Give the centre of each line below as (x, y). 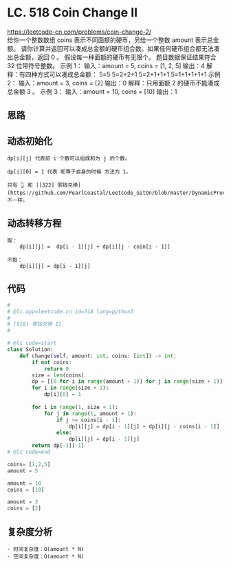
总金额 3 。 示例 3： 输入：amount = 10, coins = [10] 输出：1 (92, 92)
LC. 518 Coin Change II (73, 13)
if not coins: (52, 362)
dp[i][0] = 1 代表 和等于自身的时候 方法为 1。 (69, 172)
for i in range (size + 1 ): (70, 388)
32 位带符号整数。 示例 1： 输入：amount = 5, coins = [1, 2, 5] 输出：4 (106, 65)
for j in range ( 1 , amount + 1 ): (90, 413)
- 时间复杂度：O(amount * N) (46, 549)
